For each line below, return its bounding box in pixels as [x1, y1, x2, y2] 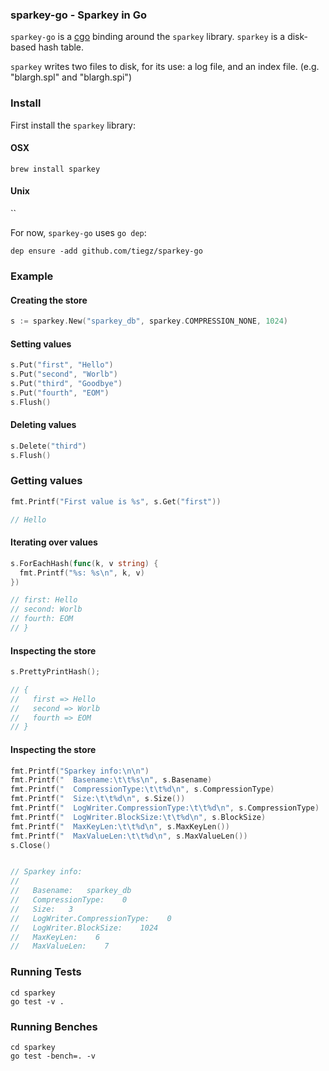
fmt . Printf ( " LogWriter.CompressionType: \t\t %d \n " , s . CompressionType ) [10, 803, 320, 813]
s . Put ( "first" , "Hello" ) [10, 360, 114, 370]
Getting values [10, 474, 83, 488]
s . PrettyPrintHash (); [10, 667, 101, 677]
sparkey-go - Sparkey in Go [10, 8, 147, 22]
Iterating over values [10, 536, 98, 548]
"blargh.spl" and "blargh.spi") [10, 71, 132, 83]
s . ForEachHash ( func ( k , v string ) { [10, 558, 159, 568]
